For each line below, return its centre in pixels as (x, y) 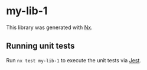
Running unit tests (40, 46)
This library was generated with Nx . (49, 27)
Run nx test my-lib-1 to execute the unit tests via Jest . (74, 60)
